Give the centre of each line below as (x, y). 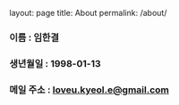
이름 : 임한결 (34, 37)
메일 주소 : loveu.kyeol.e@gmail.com (89, 90)
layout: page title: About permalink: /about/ (88, 13)
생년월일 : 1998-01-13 (55, 63)
